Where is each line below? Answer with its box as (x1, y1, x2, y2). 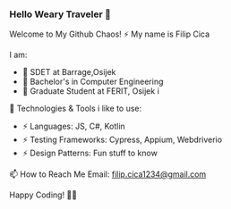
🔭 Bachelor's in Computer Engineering (21, 76, 164, 88)
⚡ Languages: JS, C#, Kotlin (21, 121, 125, 132)
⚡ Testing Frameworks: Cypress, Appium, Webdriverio (21, 134, 222, 146)
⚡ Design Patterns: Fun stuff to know (21, 147, 158, 159)
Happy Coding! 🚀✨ (9, 189, 78, 200)
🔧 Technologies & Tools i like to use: (9, 103, 142, 114)
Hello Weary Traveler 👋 (9, 8, 112, 21)
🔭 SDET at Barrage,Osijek (21, 67, 116, 78)
